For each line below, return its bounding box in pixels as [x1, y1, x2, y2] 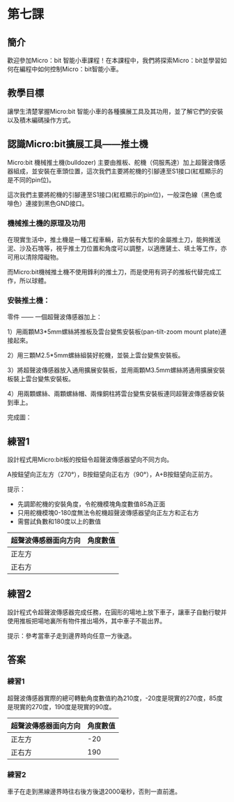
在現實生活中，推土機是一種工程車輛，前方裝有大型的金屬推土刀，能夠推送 [7, 235, 221, 244]
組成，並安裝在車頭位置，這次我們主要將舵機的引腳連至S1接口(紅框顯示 [13, 167, 217, 175]
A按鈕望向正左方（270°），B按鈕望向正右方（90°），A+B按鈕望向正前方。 [7, 470, 217, 479]
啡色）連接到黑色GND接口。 [7, 199, 88, 207]
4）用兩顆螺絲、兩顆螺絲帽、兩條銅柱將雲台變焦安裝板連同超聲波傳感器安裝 [7, 389, 225, 398]
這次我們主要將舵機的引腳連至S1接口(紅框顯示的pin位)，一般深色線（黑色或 [7, 190, 223, 199]
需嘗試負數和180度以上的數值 [17, 517, 101, 526]
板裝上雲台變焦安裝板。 [7, 375, 75, 383]
